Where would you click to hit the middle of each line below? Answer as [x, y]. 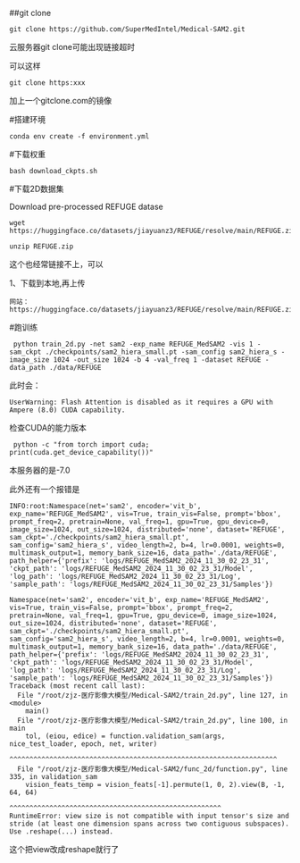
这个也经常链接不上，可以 [56, 264]
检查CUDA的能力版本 [48, 427]
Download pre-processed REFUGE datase [86, 206]
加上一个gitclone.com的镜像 [61, 101]
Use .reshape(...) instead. [62, 832]
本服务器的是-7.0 [40, 470]
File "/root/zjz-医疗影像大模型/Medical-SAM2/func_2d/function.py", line [153, 769]
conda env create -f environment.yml [79, 137]
